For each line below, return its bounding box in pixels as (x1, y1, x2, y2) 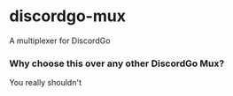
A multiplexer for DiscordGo (9, 35, 111, 46)
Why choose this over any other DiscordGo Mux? (9, 57, 225, 70)
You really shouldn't (9, 78, 82, 88)
